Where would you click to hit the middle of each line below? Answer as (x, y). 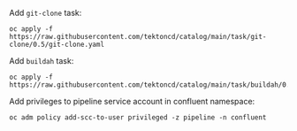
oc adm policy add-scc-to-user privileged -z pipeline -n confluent (138, 118)
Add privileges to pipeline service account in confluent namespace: (132, 101)
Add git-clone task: (46, 13)
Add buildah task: (42, 61)
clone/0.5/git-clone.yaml (57, 44)
